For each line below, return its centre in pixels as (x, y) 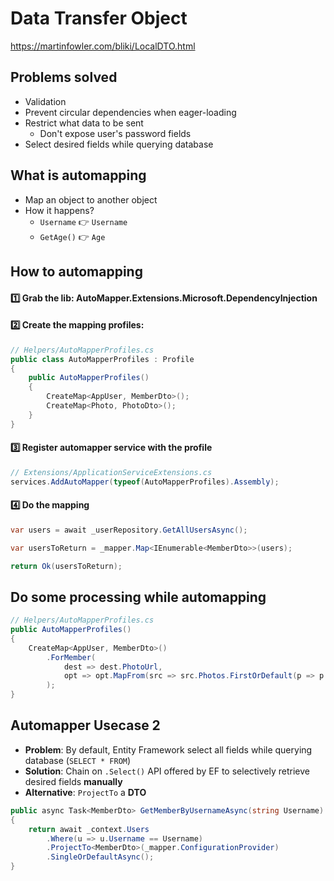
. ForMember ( (71, 657)
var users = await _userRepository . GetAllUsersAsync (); (129, 530)
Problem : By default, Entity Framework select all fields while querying (168, 749)
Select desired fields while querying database (119, 144)
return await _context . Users (89, 829)
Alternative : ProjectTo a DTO (85, 792)
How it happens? (59, 210)
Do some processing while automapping (138, 597)
